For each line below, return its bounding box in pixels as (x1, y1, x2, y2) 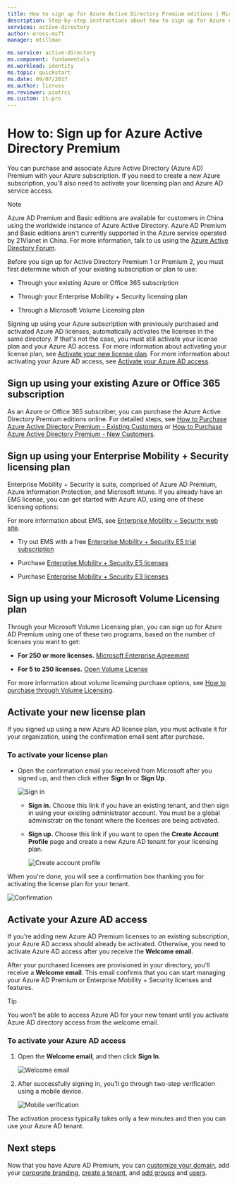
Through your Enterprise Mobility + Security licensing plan (17, 292, 188, 301)
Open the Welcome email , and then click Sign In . (17, 1052, 161, 1061)
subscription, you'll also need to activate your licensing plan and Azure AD (7, 179, 224, 188)
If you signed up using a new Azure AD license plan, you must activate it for (7, 725, 227, 734)
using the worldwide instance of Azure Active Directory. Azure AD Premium (7, 222, 227, 230)
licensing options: (7, 502, 59, 511)
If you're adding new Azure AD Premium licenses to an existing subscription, (7, 932, 230, 941)
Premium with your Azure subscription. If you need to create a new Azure (7, 171, 221, 180)
